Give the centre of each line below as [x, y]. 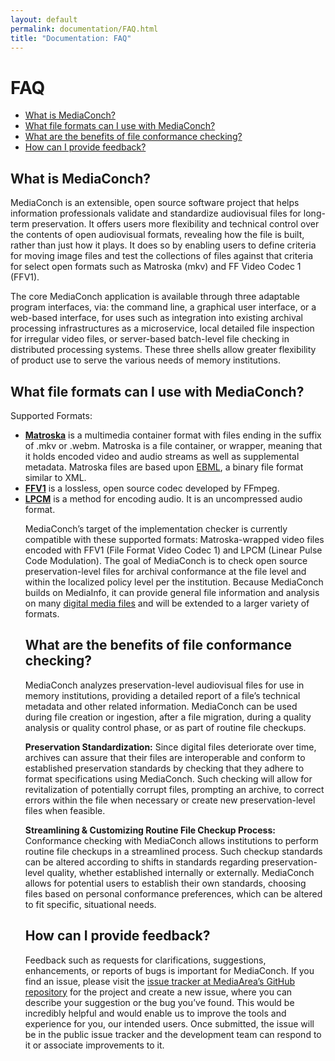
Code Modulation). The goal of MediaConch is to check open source [166, 560]
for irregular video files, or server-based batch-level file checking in [150, 339]
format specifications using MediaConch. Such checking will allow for [168, 778]
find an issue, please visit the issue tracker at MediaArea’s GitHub [160, 981]
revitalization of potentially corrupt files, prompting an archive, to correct [174, 789]
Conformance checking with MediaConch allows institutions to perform [171, 840]
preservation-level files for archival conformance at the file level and [165, 571]
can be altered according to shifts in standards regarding [142, 862]
